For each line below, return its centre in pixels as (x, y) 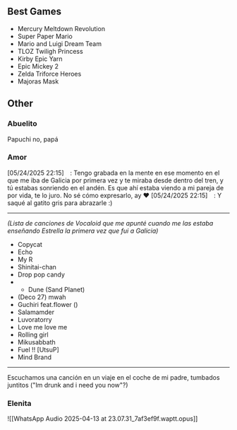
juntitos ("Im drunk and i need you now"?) (68, 385)
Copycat (30, 244)
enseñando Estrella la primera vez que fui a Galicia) (83, 231)
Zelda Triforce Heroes (49, 74)
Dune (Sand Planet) (56, 289)
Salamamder (36, 312)
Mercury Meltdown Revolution (61, 28)
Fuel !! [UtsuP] (38, 349)
